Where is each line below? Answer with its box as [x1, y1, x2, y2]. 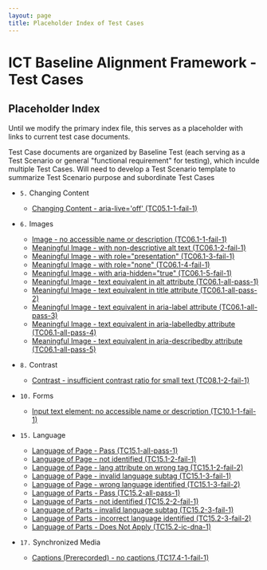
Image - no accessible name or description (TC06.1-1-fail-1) [31, 234, 227, 244]
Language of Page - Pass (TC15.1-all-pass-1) [31, 446, 179, 455]
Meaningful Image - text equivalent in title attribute [31, 285, 198, 295]
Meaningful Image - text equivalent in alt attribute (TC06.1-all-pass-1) [31, 277, 259, 286]
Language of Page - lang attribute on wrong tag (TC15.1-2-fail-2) [31, 462, 244, 472]
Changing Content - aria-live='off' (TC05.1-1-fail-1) [31, 203, 198, 213]
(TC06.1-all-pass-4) [31, 328, 97, 337]
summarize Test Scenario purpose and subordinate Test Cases [8, 172, 215, 182]
